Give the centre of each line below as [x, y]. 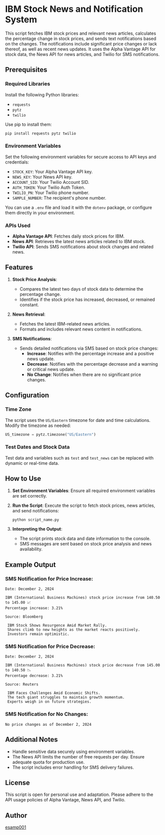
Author [16, 815]
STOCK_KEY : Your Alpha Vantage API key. [52, 171]
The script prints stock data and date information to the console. [85, 539]
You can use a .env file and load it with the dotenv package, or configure [79, 207]
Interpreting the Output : [37, 529]
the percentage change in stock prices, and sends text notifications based [81, 39]
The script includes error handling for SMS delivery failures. [73, 767]
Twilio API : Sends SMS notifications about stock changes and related [83, 247]
